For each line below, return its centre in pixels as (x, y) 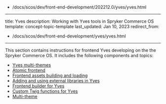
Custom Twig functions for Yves (45, 91)
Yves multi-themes (31, 65)
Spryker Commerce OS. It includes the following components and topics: (79, 55)
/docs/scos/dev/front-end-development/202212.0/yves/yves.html (79, 7)
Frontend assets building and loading (50, 75)
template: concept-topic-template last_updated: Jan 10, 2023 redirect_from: (82, 26)
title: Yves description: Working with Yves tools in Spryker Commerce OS (80, 21)
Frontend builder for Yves (38, 86)
